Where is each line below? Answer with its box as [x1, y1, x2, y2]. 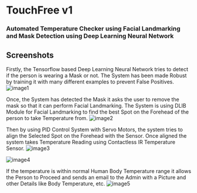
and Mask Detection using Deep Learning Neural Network [6, 32, 174, 40]
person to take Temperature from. [6, 114, 88, 121]
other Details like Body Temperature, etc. [6, 180, 105, 187]
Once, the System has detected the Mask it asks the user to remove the [6, 95, 179, 103]
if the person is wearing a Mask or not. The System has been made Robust [6, 72, 187, 79]
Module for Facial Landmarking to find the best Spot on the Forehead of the [6, 108, 189, 115]
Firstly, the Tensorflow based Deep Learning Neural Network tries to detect [6, 65, 189, 72]
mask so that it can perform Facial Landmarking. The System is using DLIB [6, 102, 186, 109]
